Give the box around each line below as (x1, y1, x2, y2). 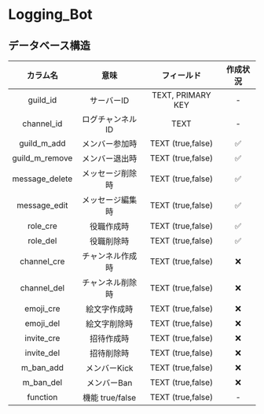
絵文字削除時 (85, 319, 134, 329)
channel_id (22, 118, 63, 129)
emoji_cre (24, 303, 60, 314)
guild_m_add (19, 138, 66, 149)
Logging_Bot (8, 6, 93, 24)
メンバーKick (85, 363, 134, 373)
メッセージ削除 (82, 168, 137, 179)
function (27, 392, 58, 402)
